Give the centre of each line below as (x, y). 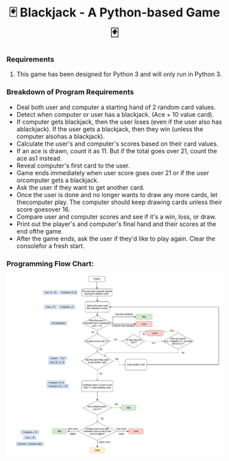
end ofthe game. (39, 231)
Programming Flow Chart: (50, 263)
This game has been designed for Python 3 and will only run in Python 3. (119, 74)
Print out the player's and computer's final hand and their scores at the (116, 224)
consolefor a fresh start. (50, 246)
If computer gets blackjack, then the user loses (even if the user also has (119, 122)
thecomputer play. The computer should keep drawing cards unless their (119, 202)
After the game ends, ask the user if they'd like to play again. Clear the (116, 238)
